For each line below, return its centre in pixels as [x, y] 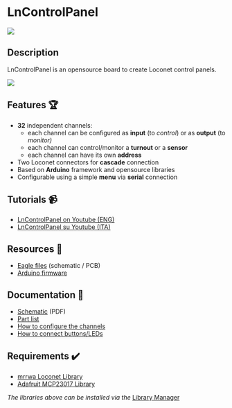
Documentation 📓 [46, 295]
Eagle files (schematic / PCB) [59, 266]
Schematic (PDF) [41, 312]
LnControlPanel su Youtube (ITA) [64, 227]
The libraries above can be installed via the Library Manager [93, 397]
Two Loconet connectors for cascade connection [88, 162]
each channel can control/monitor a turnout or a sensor [108, 147]
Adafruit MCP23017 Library [56, 384]
